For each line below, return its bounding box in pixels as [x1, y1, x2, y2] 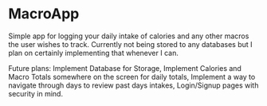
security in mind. [8, 88, 64, 98]
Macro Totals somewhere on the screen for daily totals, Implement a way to [8, 72, 256, 81]
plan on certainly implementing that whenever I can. [8, 48, 179, 57]
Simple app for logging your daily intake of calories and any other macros [8, 31, 249, 41]
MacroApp [8, 5, 80, 23]
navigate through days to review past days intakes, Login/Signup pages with [8, 80, 259, 90]
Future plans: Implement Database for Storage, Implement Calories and [8, 63, 241, 73]
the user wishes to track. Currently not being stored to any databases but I [8, 39, 253, 49]
